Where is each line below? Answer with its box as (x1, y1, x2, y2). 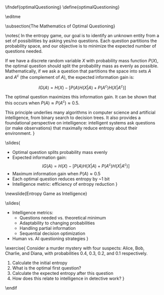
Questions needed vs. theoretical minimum (19, 215, 106, 221)
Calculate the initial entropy (12, 260, 68, 266)
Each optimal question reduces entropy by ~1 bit (12, 176, 110, 182)
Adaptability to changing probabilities (19, 220, 95, 226)
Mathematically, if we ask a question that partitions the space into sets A (5, 68, 151, 74)
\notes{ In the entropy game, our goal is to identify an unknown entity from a (5, 33, 160, 38)
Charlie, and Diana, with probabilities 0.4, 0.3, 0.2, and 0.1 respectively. (5, 250, 148, 256)
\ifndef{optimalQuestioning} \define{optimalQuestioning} (5, 4, 120, 10)
